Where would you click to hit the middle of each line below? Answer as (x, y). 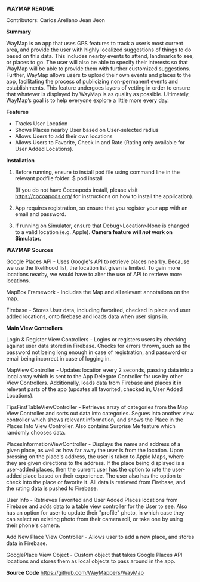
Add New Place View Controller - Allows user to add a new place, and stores (100, 537)
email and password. (41, 214)
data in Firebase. (27, 543)
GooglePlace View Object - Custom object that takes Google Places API (94, 555)
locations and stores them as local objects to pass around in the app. (91, 561)
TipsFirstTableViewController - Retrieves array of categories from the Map (97, 407)
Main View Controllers (34, 328)
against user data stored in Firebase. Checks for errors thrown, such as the (99, 346)
